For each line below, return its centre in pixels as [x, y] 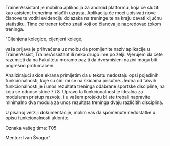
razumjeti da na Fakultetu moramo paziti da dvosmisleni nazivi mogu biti [81, 60]
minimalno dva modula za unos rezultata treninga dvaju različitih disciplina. [84, 102]
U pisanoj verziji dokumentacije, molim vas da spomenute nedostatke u [80, 112]
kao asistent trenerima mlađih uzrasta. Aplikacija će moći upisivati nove [81, 13]
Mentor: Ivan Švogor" [28, 138]
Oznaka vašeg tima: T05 [31, 128]
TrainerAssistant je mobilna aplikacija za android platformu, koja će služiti [82, 7]
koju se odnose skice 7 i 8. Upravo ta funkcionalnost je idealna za [74, 91]
